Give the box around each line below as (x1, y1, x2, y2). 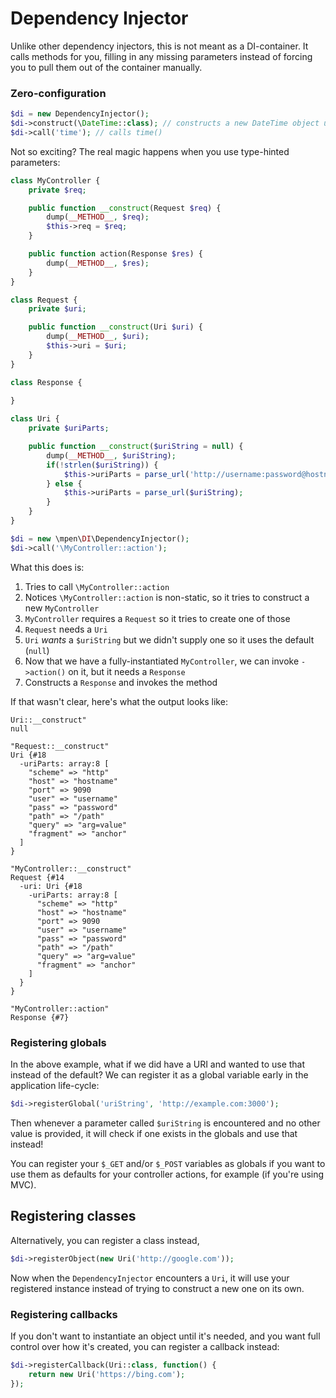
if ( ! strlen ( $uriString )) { (46, 460, 159, 470)
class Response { (10, 377, 83, 387)
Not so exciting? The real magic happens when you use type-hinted (10, 145, 290, 157)
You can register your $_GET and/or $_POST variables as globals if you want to (10, 1157, 326, 1169)
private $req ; (28, 185, 87, 195)
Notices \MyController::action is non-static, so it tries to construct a (24, 591, 310, 603)
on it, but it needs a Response (68, 665, 186, 677)
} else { (46, 478, 83, 489)
